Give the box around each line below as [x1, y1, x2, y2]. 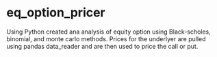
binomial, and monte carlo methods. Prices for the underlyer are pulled [6, 34, 206, 43]
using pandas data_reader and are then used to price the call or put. [6, 42, 199, 50]
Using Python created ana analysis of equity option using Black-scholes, [6, 27, 212, 36]
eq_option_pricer [6, 5, 105, 21]
